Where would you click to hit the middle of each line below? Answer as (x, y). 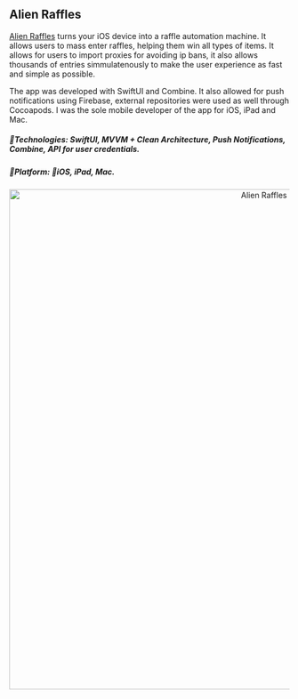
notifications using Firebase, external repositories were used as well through (149, 100)
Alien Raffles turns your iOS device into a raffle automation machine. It (138, 36)
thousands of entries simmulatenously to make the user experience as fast (146, 64)
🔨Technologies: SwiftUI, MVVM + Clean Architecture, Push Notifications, (148, 140)
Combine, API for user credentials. (75, 149)
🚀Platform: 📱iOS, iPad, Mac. (62, 172)
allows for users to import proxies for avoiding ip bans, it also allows (133, 55)
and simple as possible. (52, 74)
